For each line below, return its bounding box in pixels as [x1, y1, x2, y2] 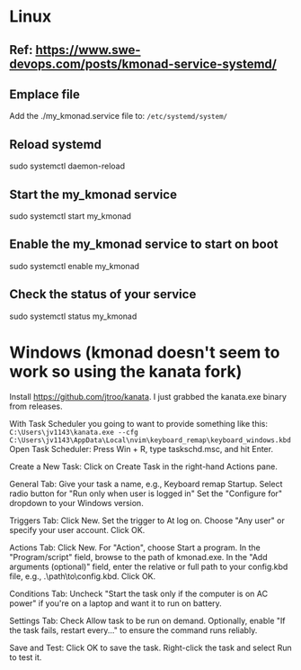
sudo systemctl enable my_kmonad [9, 260, 140, 271]
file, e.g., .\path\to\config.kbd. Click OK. [9, 570, 156, 582]
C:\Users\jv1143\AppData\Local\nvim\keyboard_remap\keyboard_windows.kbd [9, 435, 292, 445]
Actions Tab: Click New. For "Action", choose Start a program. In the [9, 542, 261, 553]
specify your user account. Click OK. [9, 524, 146, 535]
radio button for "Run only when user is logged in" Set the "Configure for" [9, 488, 283, 499]
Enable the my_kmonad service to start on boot [9, 237, 279, 252]
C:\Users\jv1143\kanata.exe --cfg [9, 428, 139, 437]
